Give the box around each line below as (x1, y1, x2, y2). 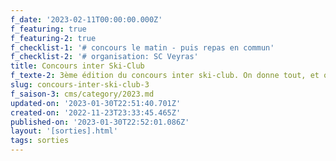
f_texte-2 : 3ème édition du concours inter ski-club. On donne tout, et (10, 71, 320, 81)
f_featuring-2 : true (10, 33, 97, 43)
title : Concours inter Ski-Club (10, 61, 145, 71)
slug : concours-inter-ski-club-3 (10, 80, 150, 90)
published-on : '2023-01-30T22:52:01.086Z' (10, 117, 190, 127)
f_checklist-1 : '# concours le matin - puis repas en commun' (10, 42, 275, 53)
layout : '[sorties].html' (10, 126, 118, 136)
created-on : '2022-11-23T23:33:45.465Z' (10, 107, 182, 118)
